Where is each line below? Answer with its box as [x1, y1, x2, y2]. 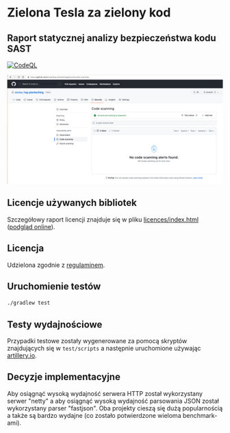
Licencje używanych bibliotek [7, 197, 137, 209]
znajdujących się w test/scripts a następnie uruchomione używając [7, 344, 201, 353]
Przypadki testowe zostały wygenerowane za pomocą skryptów [7, 337, 188, 345]
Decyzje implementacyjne [7, 371, 121, 383]
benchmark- [182, 411, 218, 419]
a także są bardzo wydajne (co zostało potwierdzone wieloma [7, 411, 181, 419]
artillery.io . [7, 351, 37, 360]
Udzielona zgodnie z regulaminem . [7, 261, 105, 269]
